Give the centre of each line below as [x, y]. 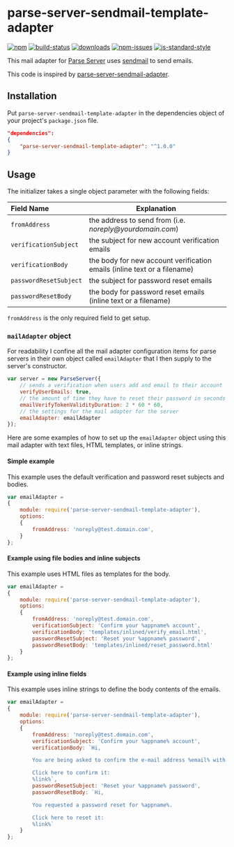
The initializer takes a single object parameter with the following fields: [108, 191]
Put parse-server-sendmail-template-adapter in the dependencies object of [116, 113]
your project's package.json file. [53, 120]
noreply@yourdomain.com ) [134, 229]
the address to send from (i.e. [137, 220]
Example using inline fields [47, 674]
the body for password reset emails [147, 292]
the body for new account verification [150, 261]
